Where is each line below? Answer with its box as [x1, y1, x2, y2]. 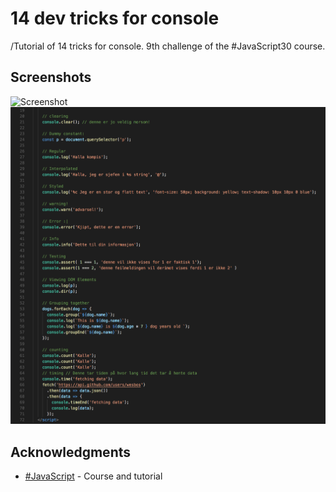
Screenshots [10, 69, 92, 86]
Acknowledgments [10, 443, 132, 461]
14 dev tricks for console [10, 7, 220, 30]
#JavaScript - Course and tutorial [24, 470, 163, 482]
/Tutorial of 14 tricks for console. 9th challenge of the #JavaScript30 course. [10, 40, 326, 52]
